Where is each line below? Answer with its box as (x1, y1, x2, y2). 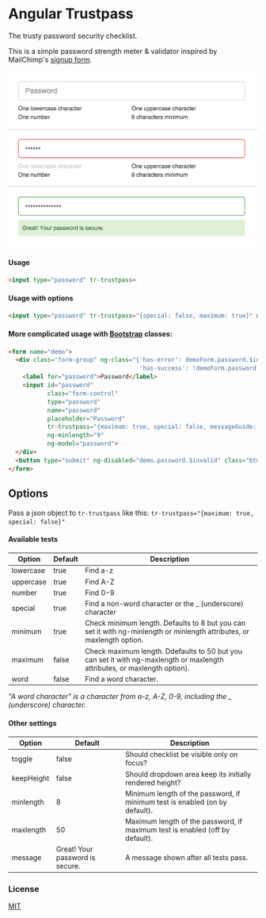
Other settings (8, 719, 57, 728)
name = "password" (47, 406, 101, 414)
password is (55, 853, 96, 862)
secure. (55, 862, 81, 871)
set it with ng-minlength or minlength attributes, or (84, 627, 250, 636)
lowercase (11, 566, 46, 575)
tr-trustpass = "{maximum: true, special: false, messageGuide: (47, 423, 257, 431)
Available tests (8, 535, 58, 544)
